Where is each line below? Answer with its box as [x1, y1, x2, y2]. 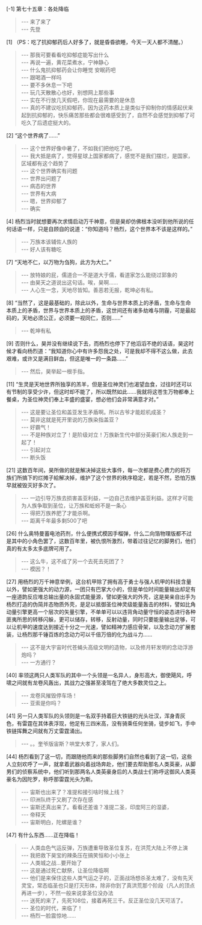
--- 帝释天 [20, 811, 46, 818]
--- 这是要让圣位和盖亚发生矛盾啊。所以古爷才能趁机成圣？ [20, 409, 167, 415]
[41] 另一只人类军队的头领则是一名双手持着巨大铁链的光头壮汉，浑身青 [6, 712, 180, 719]
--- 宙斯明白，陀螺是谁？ [20, 819, 83, 826]
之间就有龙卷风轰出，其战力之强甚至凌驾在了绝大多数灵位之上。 [11, 679, 170, 686]
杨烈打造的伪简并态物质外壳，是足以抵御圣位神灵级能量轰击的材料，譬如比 [6, 601, 191, 608]
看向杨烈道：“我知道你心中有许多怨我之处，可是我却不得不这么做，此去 [16, 347, 194, 355]
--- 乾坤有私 [20, 327, 52, 334]
